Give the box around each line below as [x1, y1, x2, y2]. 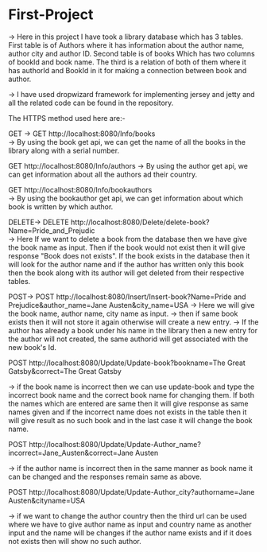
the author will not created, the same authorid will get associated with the [8, 334, 249, 344]
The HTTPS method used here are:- [8, 113, 126, 122]
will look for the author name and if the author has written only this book [8, 259, 245, 269]
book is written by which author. [8, 201, 114, 212]
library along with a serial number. [8, 146, 120, 155]
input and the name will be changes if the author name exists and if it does [8, 527, 253, 538]
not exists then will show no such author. [8, 536, 141, 546]
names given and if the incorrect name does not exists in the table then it [8, 407, 247, 417]
